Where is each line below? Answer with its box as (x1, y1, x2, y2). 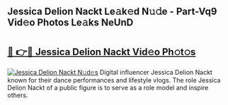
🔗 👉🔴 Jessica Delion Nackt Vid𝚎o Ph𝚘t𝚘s (7, 46, 196, 58)
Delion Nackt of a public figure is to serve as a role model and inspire (7, 84, 209, 92)
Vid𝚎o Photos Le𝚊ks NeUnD (7, 17, 134, 29)
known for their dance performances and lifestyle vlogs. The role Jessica (7, 76, 221, 84)
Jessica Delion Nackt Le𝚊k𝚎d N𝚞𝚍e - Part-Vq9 (7, 6, 217, 18)
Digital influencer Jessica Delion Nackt (99, 68, 212, 76)
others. (7, 91, 28, 99)
